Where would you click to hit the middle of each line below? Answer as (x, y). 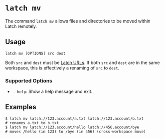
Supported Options (29, 80)
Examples (21, 107)
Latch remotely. (21, 26)
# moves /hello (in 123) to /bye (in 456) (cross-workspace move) (76, 132)
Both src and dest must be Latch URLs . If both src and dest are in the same (82, 63)
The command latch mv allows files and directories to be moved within (78, 21)
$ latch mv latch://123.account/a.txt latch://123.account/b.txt (74, 118)
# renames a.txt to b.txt (32, 123)
